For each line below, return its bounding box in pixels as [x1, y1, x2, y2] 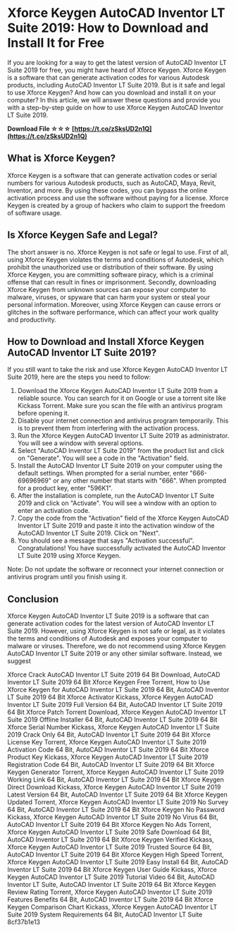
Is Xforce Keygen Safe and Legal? [7, 229, 159, 241]
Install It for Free [7, 35, 105, 51]
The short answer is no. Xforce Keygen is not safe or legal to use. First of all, [7, 248, 229, 256]
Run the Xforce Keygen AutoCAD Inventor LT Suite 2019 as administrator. [17, 432, 230, 440]
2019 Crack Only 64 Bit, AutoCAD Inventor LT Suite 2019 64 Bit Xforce [7, 730, 211, 739]
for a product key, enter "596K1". [17, 484, 113, 492]
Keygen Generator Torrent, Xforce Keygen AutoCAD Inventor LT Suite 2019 [7, 768, 224, 777]
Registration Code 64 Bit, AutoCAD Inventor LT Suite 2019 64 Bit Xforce [7, 761, 215, 769]
